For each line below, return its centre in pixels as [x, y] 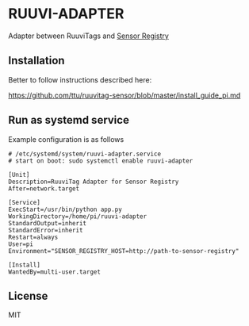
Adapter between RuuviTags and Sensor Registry [88, 36]
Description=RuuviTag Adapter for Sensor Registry [94, 182]
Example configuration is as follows [66, 139]
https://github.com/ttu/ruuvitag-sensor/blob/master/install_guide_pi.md [125, 95]
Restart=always [33, 237]
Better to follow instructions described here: [80, 79]
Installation [36, 61]
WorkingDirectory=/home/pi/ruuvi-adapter [78, 216]
